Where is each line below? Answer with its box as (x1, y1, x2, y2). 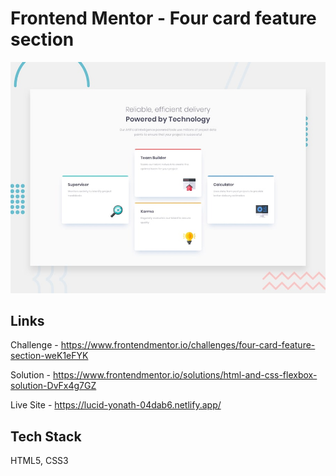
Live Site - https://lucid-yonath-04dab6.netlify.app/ (10, 399, 222, 411)
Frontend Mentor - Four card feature (10, 7, 317, 30)
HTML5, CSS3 (10, 455, 69, 467)
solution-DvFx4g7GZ (10, 380, 97, 392)
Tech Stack (10, 428, 82, 445)
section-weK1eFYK (10, 350, 89, 362)
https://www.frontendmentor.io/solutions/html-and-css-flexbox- (53, 369, 318, 381)
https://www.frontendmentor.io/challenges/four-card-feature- (60, 339, 316, 351)
